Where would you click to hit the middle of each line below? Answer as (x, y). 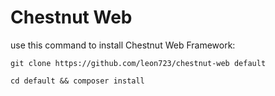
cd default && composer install (77, 81)
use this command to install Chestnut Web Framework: (123, 45)
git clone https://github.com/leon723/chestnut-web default (138, 63)
